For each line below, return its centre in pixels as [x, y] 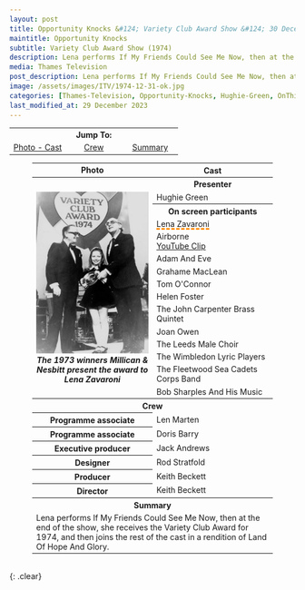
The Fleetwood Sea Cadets [207, 369]
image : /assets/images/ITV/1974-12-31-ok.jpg [97, 86]
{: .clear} [26, 576]
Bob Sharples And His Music [210, 391]
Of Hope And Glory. [73, 546]
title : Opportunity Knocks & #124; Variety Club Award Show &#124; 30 [144, 29]
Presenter [213, 184]
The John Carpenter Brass [206, 310]
